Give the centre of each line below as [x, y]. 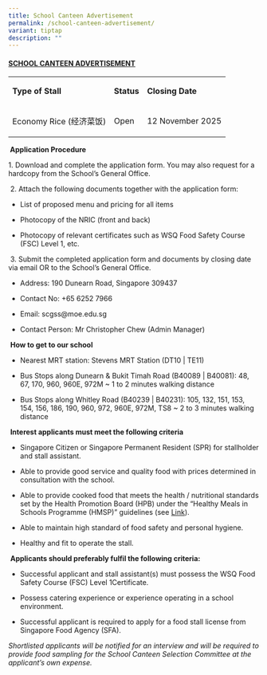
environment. [41, 606]
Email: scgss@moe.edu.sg [63, 314]
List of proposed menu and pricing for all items [96, 205]
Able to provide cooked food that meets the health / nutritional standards [139, 496]
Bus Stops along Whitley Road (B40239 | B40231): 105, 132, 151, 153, [132, 400]
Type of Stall [37, 91]
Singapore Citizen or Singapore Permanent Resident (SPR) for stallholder [139, 448]
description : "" [35, 38]
